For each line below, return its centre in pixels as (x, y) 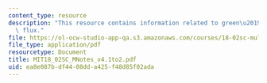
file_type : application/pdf (55, 45)
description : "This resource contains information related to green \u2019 (135, 23)
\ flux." (30, 30)
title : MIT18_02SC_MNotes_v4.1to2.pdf (72, 60)
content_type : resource (48, 15)
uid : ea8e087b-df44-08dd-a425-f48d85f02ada (81, 67)
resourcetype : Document (48, 52)
